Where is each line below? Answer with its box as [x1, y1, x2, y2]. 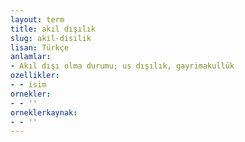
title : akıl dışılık [10, 24, 97, 34]
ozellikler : [10, 71, 60, 81]
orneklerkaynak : [10, 107, 78, 118]
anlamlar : [10, 52, 52, 62]
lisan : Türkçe [10, 42, 70, 53]
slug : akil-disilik [10, 33, 92, 43]
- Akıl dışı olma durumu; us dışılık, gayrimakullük [10, 61, 235, 71]
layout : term [10, 14, 65, 25]
